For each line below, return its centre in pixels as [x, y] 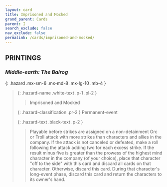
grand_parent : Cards [27, 19]
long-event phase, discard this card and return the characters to [96, 174]
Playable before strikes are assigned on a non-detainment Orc [94, 131]
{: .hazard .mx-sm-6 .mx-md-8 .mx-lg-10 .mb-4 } [56, 83]
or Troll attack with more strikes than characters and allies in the [96, 137]
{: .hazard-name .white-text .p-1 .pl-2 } [57, 92]
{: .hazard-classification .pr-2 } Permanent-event [68, 112]
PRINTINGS [23, 58]
